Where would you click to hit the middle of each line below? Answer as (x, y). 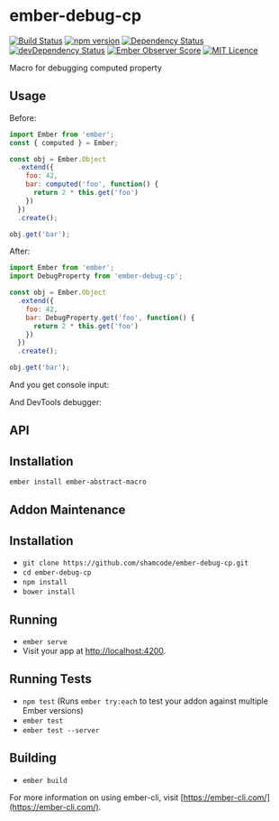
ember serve (45, 642)
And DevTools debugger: (55, 402)
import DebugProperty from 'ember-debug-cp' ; (96, 276)
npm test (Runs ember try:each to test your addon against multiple (145, 701)
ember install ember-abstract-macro (78, 482)
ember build (45, 780)
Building (33, 758)
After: (20, 251)
